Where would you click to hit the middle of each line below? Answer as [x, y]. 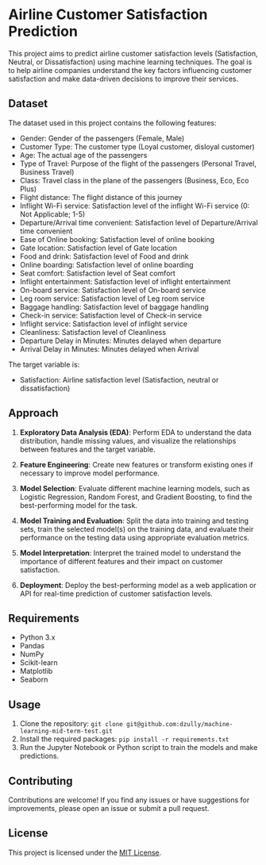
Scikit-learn [39, 663]
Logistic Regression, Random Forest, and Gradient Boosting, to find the [136, 497]
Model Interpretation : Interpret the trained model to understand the [130, 552]
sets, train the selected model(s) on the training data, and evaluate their [137, 529]
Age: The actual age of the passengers [83, 155]
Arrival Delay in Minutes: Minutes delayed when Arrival [109, 349]
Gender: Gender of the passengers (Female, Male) [102, 138]
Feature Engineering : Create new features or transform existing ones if [136, 464]
